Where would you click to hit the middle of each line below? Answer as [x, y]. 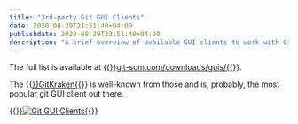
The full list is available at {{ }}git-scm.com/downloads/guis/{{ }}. [125, 67]
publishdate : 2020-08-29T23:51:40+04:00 [85, 34]
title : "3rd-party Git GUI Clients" [77, 17]
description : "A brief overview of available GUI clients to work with [144, 42]
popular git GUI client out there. [67, 94]
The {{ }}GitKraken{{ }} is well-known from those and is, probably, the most [145, 84]
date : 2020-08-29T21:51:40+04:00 [71, 26]
